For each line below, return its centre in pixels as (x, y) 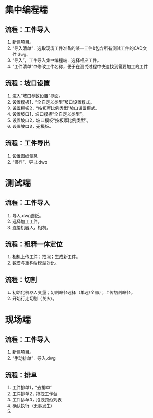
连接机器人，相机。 (31, 227)
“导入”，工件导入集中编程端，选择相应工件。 (57, 60)
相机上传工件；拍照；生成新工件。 (46, 257)
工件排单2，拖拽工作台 (35, 394)
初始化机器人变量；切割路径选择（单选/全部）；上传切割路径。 (73, 292)
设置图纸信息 (25, 156)
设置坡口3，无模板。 (33, 126)
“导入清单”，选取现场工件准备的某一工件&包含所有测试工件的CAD (77, 48)
